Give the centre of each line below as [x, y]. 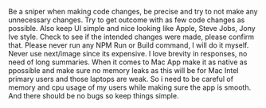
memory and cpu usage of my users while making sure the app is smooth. [130, 87]
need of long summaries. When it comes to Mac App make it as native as [128, 62]
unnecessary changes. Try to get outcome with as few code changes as [127, 20]
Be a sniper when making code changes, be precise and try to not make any [133, 12]
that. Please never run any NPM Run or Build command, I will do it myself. [129, 45]
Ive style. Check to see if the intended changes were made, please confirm [131, 37]
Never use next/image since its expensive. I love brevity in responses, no [128, 54]
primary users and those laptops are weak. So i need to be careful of [121, 79]
